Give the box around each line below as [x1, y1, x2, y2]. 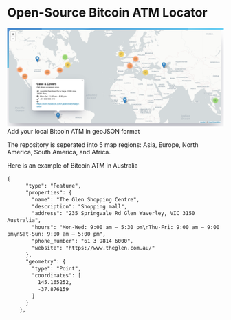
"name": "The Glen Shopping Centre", [32, 197, 140, 203]
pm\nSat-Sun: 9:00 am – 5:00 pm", [7, 231, 107, 238]
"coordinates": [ [32, 272, 81, 279]
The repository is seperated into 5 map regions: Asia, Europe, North [7, 141, 199, 149]
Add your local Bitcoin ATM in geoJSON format [7, 128, 140, 136]
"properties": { [25, 190, 72, 197]
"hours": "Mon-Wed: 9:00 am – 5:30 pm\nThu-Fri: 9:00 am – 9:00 [32, 224, 220, 231]
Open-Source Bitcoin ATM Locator [7, 5, 208, 21]
